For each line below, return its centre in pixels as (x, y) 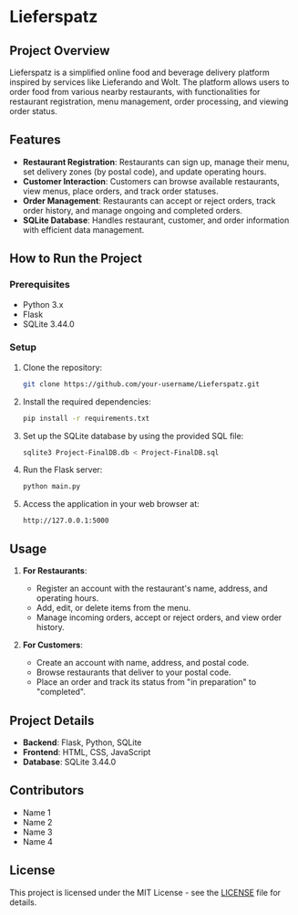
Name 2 (37, 822)
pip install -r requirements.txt (86, 418)
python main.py (51, 487)
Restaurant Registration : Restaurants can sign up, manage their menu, (156, 162)
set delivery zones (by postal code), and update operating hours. (144, 172)
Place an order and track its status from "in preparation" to (146, 682)
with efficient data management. (83, 229)
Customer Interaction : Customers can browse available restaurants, (151, 181)
